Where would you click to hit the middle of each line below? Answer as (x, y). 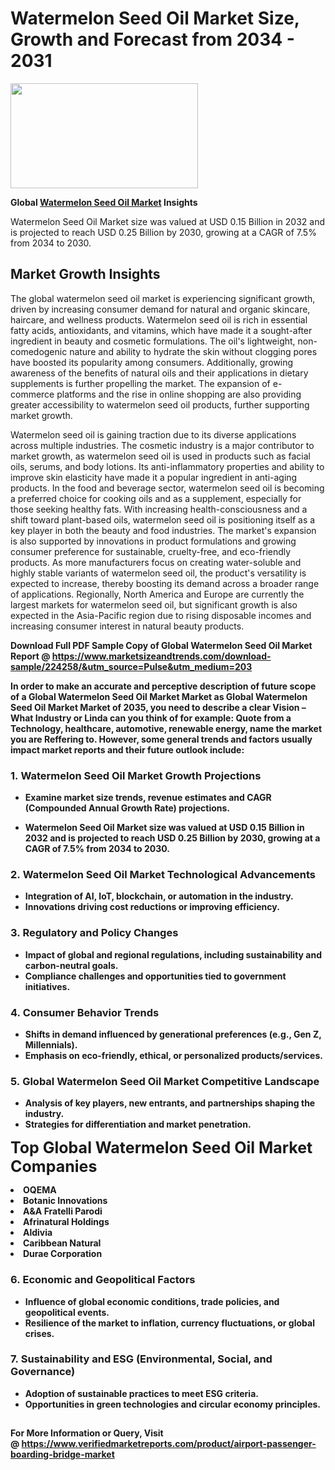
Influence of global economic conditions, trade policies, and (152, 1301)
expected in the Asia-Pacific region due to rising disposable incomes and (161, 615)
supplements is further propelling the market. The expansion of (140, 383)
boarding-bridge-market (62, 1454)
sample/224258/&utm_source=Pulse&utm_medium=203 (131, 666)
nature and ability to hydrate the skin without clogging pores (193, 351)
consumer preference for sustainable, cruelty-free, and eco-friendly (151, 551)
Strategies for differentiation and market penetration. (138, 1124)
